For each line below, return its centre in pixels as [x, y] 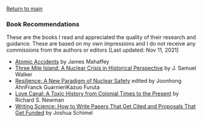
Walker [24, 75]
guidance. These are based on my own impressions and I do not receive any [101, 44]
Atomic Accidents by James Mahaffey [62, 62]
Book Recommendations [43, 24]
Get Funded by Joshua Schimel [54, 113]
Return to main [25, 9]
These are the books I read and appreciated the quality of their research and [101, 37]
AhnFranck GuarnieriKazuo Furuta [57, 87]
